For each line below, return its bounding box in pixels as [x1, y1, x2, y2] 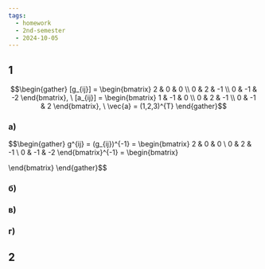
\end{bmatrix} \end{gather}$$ [8, 163, 107, 173]
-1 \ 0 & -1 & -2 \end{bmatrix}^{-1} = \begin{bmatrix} [8, 148, 179, 158]
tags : [8, 11, 26, 20]
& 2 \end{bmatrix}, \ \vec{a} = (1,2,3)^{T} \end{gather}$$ [41, 101, 227, 111]
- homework [15, 19, 52, 27]
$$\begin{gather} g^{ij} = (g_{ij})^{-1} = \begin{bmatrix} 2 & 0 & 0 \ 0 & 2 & [8, 139, 252, 149]
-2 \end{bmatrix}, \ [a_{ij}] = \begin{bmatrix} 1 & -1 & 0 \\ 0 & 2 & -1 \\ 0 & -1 [11, 93, 256, 103]
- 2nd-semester [15, 26, 66, 34]
